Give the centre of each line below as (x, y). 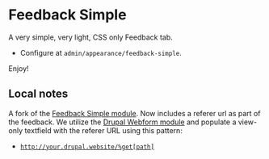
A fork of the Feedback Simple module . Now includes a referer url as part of (134, 113)
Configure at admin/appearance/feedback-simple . (101, 52)
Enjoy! (19, 68)
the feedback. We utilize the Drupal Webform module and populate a (122, 122)
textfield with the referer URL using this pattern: (103, 130)
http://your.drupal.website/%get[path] (87, 147)
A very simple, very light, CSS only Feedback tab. (91, 37)
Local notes (38, 94)
